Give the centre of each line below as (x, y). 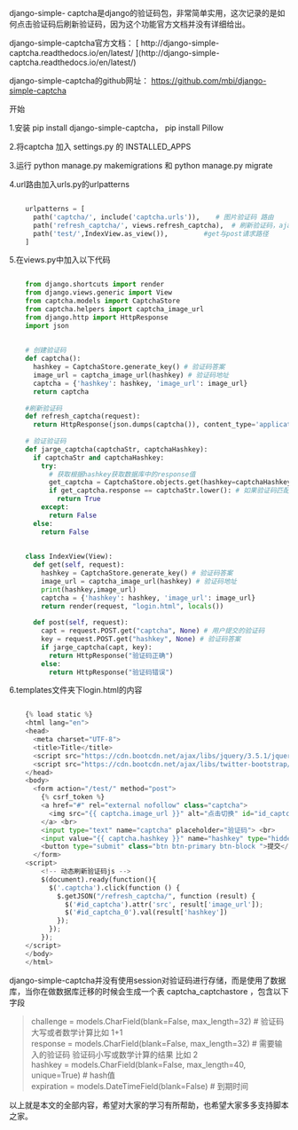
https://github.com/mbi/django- (208, 81)
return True (78, 499)
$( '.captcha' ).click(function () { (114, 888)
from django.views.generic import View (99, 293)
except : (55, 507)
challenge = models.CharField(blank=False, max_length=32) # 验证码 (157, 1021)
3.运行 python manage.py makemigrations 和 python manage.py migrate (141, 165)
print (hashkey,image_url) (89, 589)
